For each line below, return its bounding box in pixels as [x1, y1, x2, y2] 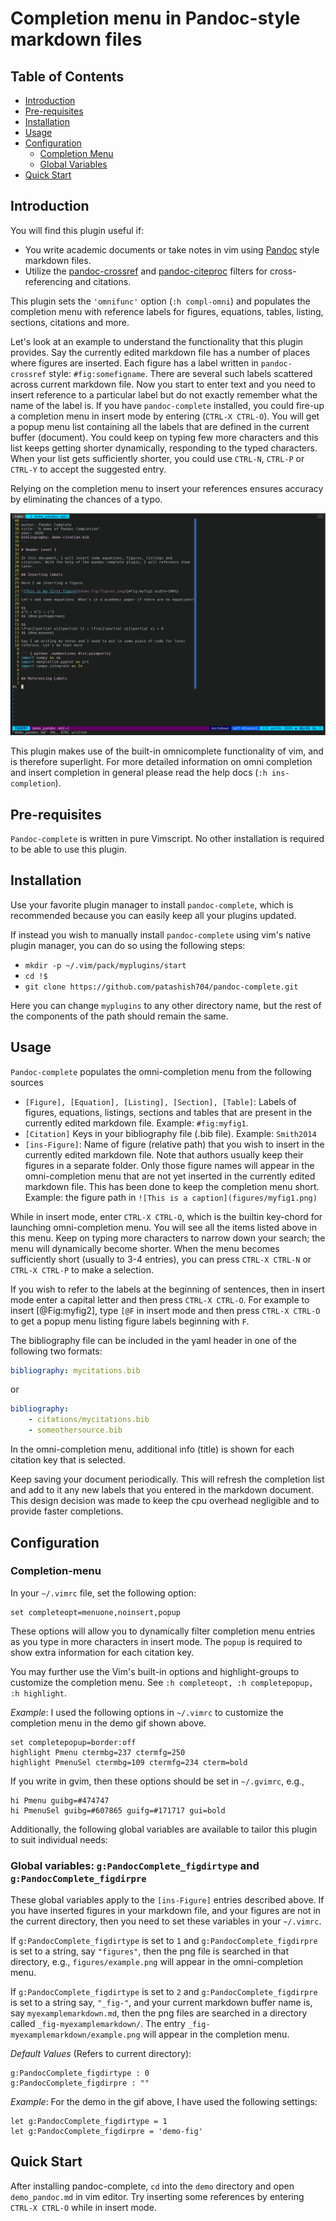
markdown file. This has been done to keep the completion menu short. [24, 1180, 320, 1192]
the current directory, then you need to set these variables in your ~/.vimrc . [10, 1915, 322, 1927]
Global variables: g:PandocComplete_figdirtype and [10, 1858, 260, 1872]
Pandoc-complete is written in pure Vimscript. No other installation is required [10, 832, 325, 844]
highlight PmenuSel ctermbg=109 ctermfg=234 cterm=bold [10, 1757, 248, 1767]
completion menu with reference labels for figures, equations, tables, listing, [10, 305, 324, 317]
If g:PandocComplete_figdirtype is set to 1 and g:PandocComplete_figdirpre [10, 1935, 318, 1947]
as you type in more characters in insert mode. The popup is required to [10, 1635, 303, 1647]
